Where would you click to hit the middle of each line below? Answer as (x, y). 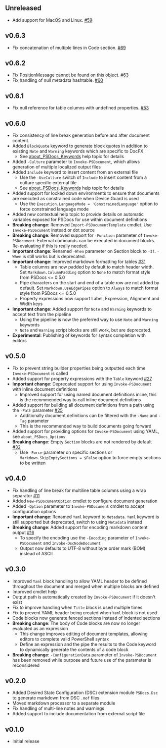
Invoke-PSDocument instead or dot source (53, 230)
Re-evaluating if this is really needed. (50, 246)
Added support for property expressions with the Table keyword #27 (82, 378)
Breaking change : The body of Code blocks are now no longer (76, 623)
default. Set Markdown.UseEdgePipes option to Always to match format (89, 288)
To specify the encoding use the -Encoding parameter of (77, 537)
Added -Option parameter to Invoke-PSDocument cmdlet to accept (78, 506)
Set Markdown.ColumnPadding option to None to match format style (85, 272)
